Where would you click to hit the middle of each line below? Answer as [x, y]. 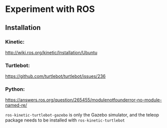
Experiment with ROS [50, 9]
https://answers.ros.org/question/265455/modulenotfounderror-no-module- [83, 100]
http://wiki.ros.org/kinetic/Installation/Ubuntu [51, 52]
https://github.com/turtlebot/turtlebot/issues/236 [55, 76]
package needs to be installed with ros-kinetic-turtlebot [65, 120]
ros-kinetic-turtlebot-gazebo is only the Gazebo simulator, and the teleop [82, 115]
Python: [15, 89]
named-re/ [16, 105]
